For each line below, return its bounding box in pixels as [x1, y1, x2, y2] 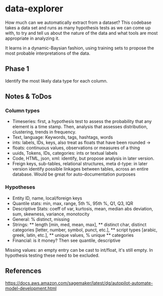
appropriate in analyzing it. [5, 35, 60, 41]
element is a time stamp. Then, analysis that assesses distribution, [12, 124, 148, 130]
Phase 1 [5, 65, 30, 73]
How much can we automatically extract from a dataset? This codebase [5, 19, 152, 25]
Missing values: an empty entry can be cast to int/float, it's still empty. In [5, 247, 153, 253]
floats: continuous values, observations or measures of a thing [12, 145, 140, 151]
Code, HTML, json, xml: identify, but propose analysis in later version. [12, 155, 155, 162]
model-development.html [5, 285, 57, 291]
